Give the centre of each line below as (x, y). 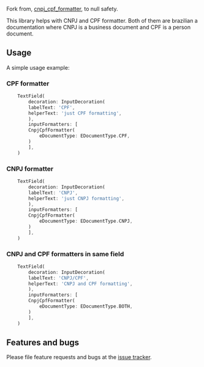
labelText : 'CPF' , (52, 107)
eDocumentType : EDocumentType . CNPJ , (86, 221)
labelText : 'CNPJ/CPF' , (59, 278)
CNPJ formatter (30, 169)
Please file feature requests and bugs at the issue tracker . (79, 357)
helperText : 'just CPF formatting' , (75, 113)
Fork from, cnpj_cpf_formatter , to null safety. (62, 9)
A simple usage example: (38, 67)
